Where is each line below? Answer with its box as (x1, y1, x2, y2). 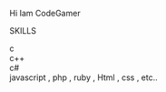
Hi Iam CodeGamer (9, 8, 81, 18)
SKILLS (9, 26, 36, 36)
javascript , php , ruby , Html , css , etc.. (9, 72, 159, 83)
